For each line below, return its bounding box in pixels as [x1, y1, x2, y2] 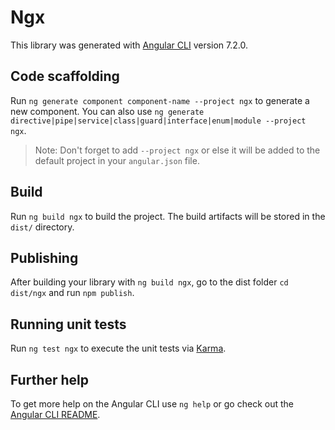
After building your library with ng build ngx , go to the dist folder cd [10, 276, 289, 288]
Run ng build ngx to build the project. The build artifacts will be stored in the [10, 210, 326, 222]
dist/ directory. [10, 221, 75, 233]
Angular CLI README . [10, 409, 101, 420]
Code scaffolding [10, 68, 120, 85]
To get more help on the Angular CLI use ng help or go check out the [10, 398, 294, 410]
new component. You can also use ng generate [10, 105, 205, 117]
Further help [10, 371, 90, 388]
